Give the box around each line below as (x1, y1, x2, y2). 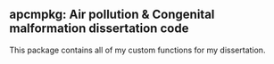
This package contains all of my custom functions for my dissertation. (9, 44, 266, 55)
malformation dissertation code (9, 21, 189, 36)
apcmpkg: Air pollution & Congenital (9, 7, 215, 22)
